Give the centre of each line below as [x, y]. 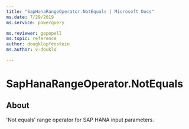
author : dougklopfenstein [38, 44]
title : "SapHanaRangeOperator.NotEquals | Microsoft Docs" [80, 11]
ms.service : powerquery [35, 22]
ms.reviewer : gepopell [34, 33]
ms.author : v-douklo [32, 50]
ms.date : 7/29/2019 [30, 17]
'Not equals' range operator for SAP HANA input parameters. [80, 120]
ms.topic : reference [32, 39]
